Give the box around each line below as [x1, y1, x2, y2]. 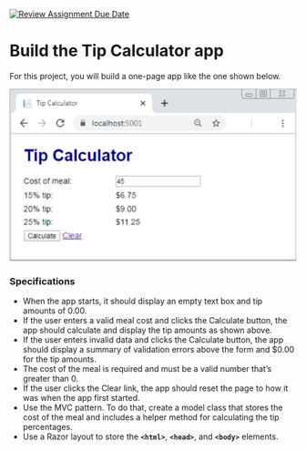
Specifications [9, 274, 76, 287]
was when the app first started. [22, 393, 140, 404]
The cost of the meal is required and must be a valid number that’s [22, 364, 272, 374]
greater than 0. [22, 374, 79, 384]
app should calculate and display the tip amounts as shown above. [22, 324, 273, 336]
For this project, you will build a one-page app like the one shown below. [9, 70, 281, 81]
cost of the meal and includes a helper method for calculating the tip [22, 412, 280, 423]
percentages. [22, 422, 73, 433]
